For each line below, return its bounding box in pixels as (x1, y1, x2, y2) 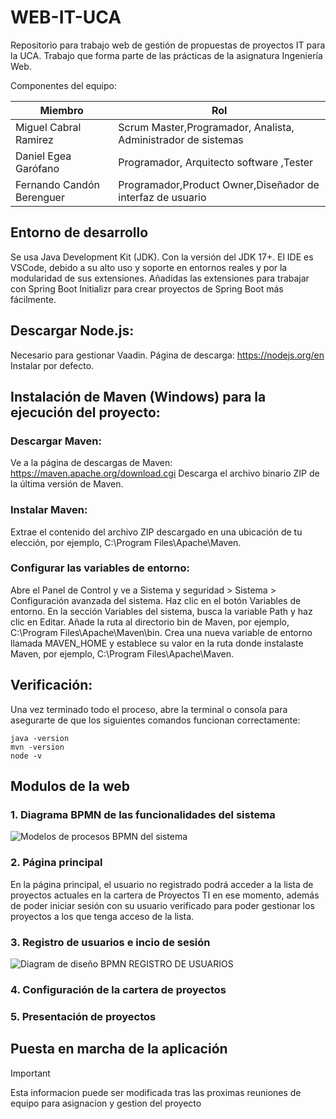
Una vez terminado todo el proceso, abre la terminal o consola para (10, 703, 288, 715)
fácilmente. (10, 293, 57, 305)
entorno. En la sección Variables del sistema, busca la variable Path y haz (10, 605, 313, 617)
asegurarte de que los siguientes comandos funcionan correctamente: (10, 714, 301, 726)
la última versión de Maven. (10, 478, 124, 490)
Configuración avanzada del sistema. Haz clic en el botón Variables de (10, 594, 302, 606)
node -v (10, 751, 43, 761)
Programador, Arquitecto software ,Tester (118, 155, 314, 169)
